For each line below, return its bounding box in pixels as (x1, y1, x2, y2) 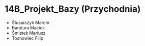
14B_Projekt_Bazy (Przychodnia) (4, 3, 141, 15)
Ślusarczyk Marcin (11, 20, 50, 25)
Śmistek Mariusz (11, 30, 46, 36)
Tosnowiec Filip (11, 35, 44, 41)
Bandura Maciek (11, 24, 45, 30)
